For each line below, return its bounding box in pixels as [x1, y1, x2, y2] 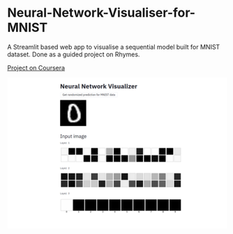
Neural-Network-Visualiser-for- [7, 5, 196, 21]
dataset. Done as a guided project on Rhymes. [7, 50, 140, 58]
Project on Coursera [7, 63, 65, 72]
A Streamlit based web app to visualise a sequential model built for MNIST [7, 42, 220, 51]
